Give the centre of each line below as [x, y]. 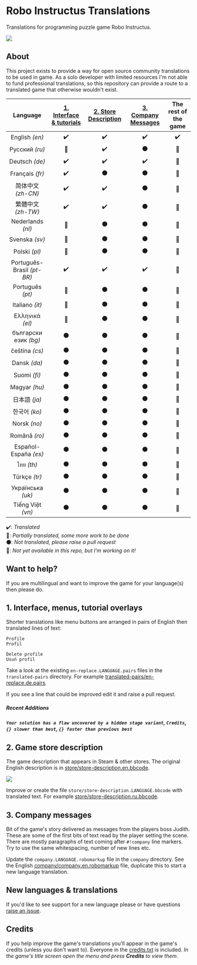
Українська [27, 487]
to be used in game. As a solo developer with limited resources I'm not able [97, 77]
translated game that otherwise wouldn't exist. [62, 89]
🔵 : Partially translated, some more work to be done [68, 535]
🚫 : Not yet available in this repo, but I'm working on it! [71, 550]
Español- [27, 446]
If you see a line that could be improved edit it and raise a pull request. [91, 694]
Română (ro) [27, 436]
